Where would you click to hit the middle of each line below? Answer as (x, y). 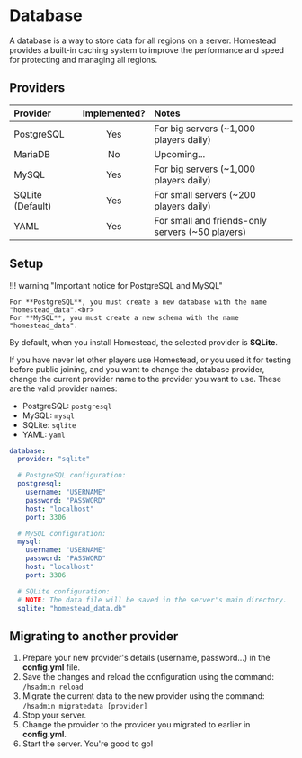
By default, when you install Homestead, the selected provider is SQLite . (144, 342)
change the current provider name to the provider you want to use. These (145, 379)
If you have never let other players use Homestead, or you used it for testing (151, 360)
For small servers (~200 (205, 194)
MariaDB (32, 154)
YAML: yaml (44, 434)
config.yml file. (51, 667)
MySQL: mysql (48, 415)
